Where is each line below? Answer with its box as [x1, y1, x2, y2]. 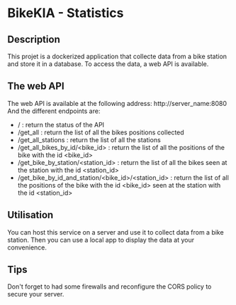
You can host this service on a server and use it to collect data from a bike [7, 228, 225, 236]
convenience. [7, 243, 47, 252]
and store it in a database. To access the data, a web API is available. [7, 60, 209, 68]
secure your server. [7, 290, 64, 299]
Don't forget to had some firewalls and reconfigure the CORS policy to [7, 282, 212, 291]
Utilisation [7, 209, 54, 221]
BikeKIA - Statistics [7, 5, 124, 21]
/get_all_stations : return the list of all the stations [17, 135, 161, 144]
